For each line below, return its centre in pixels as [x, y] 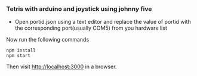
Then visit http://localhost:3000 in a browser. [61, 66]
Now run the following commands [48, 40]
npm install [21, 50]
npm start [19, 56]
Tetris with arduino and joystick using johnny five [79, 9]
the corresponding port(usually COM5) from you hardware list [91, 28]
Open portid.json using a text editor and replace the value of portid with [103, 22]
